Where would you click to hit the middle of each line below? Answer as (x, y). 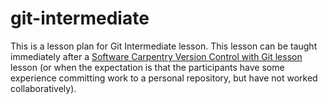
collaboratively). (43, 88)
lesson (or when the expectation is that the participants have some (147, 67)
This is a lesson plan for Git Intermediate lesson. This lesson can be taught (164, 46)
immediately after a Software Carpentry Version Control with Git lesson (156, 56)
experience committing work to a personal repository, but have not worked (164, 78)
